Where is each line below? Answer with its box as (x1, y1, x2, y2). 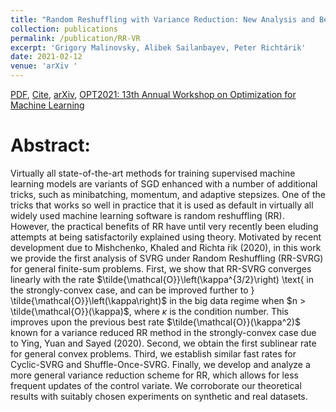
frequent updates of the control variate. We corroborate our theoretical (10, 379, 302, 391)
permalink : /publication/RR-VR (10, 33, 141, 43)
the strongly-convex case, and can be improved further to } (10, 284, 255, 296)
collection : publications (10, 24, 118, 34)
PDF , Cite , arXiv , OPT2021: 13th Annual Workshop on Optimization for (10, 89, 297, 100)
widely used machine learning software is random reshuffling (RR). (10, 209, 285, 221)
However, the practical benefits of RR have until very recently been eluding (10, 220, 319, 232)
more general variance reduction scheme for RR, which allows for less (10, 369, 299, 381)
